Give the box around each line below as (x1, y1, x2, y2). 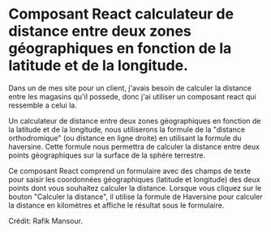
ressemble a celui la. (8, 100, 77, 110)
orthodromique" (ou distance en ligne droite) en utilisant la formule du (8, 133, 242, 142)
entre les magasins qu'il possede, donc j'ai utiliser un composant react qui (8, 91, 257, 101)
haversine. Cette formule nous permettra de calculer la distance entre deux (8, 141, 260, 151)
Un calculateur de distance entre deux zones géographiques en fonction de (8, 116, 261, 125)
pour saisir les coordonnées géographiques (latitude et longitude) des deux (8, 175, 261, 184)
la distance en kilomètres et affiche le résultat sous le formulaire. (8, 200, 225, 210)
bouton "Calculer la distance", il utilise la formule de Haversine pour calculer (8, 192, 263, 201)
